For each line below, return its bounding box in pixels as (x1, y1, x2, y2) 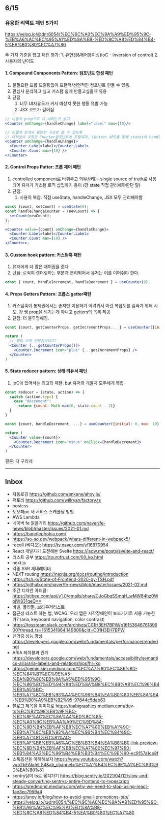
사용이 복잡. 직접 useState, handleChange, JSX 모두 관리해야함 (19, 195, 143, 200)
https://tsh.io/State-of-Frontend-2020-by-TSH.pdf (12, 576, 114, 583)
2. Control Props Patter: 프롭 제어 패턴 (5, 164, 81, 170)
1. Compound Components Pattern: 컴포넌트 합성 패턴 (5, 70, 113, 76)
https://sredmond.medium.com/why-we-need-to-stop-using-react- (12, 784, 149, 789)
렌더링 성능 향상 (12, 633, 43, 639)
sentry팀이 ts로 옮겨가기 (12, 773, 59, 779)
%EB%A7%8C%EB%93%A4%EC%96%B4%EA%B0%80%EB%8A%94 (12, 692, 159, 698)
